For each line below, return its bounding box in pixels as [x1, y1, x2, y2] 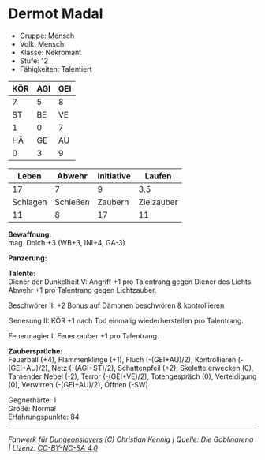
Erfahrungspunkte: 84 [8, 412, 80, 421]
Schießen [54, 196, 91, 208]
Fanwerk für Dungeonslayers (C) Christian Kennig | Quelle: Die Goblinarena [8, 435, 254, 444]
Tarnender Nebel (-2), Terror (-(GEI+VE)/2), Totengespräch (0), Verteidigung [8, 372, 257, 381]
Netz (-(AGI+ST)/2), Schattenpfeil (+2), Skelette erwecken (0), [51, 363, 254, 372]
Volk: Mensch [19, 39, 65, 48]
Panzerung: [8, 253, 47, 263]
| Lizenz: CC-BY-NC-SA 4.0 [8, 443, 99, 452]
